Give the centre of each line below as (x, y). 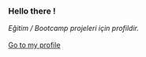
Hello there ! (32, 11)
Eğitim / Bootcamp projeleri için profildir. (74, 28)
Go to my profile (34, 45)
